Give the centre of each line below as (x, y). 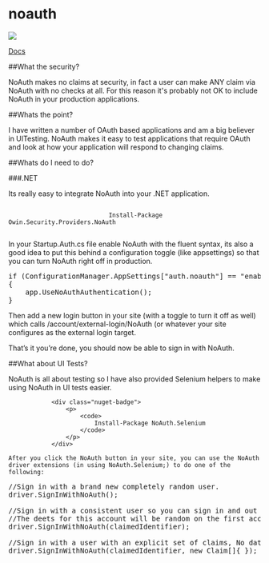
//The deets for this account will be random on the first (127, 518)
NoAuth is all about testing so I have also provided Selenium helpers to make (134, 379)
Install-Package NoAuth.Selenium (150, 423)
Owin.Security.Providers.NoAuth (62, 222)
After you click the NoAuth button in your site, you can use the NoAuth (134, 458)
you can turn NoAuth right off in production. (80, 261)
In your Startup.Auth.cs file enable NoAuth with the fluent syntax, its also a (131, 244)
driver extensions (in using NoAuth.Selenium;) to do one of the (119, 465)
